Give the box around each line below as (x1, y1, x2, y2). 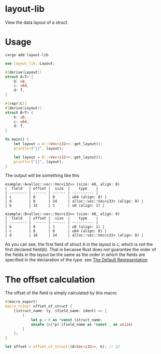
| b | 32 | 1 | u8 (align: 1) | (5, 203, 105, 208)
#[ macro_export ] (5, 300, 38, 304)
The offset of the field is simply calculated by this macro (5, 290, 117, 296)
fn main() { (5, 137, 29, 142)
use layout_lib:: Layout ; (5, 61, 55, 66)
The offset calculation (5, 274, 95, 285)
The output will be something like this (5, 172, 80, 178)
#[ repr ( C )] (5, 101, 27, 106)
